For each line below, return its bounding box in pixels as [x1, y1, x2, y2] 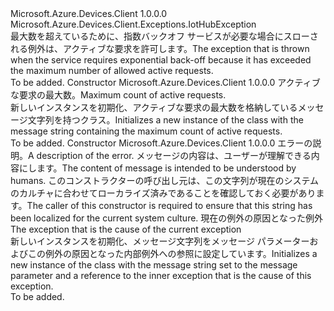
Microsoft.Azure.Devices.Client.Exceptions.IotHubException [10, 18, 257, 30]
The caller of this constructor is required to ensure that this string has [26, 200, 313, 211]
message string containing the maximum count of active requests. [10, 125, 283, 137]
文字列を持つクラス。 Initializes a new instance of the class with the [27, 114, 304, 126]
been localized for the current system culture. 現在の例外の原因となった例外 [10, 212, 323, 224]
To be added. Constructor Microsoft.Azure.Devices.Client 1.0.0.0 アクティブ [10, 77, 321, 88]
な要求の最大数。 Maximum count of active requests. [10, 89, 227, 101]
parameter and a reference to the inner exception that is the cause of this [10, 270, 312, 281]
